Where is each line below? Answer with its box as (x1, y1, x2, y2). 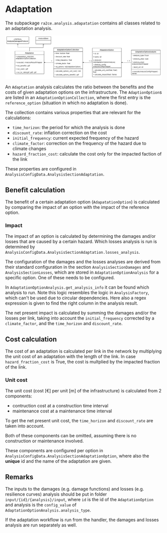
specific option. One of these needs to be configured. (5, 275, 115, 281)
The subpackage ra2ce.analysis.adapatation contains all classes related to (5, 20, 161, 26)
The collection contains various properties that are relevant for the (5, 110, 141, 116)
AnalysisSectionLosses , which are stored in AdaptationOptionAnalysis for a (5, 269, 159, 275)
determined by (5, 244, 35, 250)
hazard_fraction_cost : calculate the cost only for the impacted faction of (12, 151, 162, 157)
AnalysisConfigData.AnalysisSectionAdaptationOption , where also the (5, 453, 149, 459)
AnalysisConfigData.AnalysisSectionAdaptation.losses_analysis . (5, 249, 140, 255)
